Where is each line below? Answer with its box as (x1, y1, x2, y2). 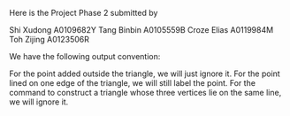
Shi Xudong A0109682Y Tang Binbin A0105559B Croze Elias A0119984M (9, 25, 274, 35)
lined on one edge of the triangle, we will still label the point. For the (9, 78, 256, 88)
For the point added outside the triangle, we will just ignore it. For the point (9, 68, 280, 79)
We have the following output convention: (9, 51, 161, 61)
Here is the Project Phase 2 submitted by (9, 8, 158, 18)
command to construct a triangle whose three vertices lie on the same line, (9, 88, 282, 97)
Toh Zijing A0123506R (9, 35, 90, 44)
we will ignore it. (9, 97, 69, 107)
